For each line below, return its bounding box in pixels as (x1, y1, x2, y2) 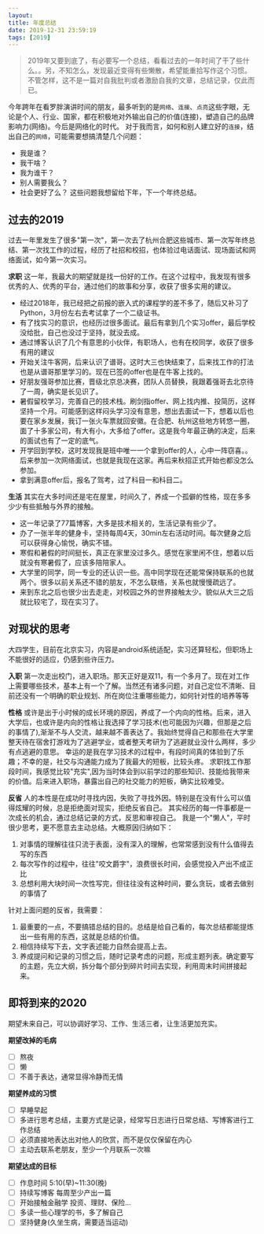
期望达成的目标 (8, 1162, 57, 1171)
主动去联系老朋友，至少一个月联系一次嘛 (19, 1145, 151, 1155)
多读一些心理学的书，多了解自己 (19, 1208, 123, 1217)
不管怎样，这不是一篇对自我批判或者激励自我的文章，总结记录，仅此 (27, 76, 248, 85)
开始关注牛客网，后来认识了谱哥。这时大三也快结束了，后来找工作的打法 (19, 357, 254, 367)
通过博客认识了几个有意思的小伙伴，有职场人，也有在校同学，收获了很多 (19, 337, 254, 347)
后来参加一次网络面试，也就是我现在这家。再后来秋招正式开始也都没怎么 (19, 455, 254, 465)
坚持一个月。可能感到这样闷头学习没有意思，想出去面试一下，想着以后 (19, 407, 247, 416)
